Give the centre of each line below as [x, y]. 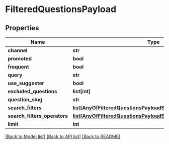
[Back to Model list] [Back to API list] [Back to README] [63, 136]
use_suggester [26, 83]
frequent [18, 67]
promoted [20, 59]
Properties [22, 28]
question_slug [25, 99]
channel [18, 50]
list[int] [81, 91]
